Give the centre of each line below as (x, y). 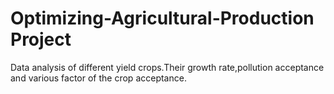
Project (41, 39)
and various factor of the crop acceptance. (98, 78)
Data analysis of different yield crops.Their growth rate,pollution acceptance (167, 67)
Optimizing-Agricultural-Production (162, 18)
